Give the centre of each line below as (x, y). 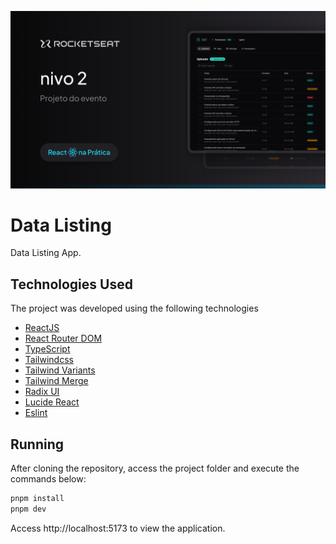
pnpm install (37, 499)
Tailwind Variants (60, 370)
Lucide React (52, 402)
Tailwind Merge (56, 381)
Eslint (36, 413)
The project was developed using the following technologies (134, 308)
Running (37, 444)
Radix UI (42, 392)
